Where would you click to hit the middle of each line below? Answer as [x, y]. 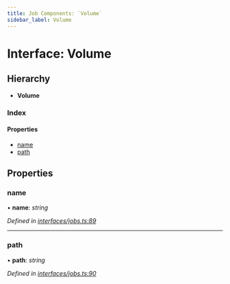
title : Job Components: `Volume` [55, 13]
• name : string [28, 208]
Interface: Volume [59, 54]
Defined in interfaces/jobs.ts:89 [52, 221]
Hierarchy [29, 79]
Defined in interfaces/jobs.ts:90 [52, 273]
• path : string [26, 260]
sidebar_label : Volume [39, 20]
